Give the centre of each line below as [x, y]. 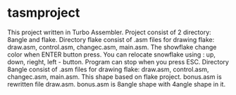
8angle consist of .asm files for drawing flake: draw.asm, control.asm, [108, 69]
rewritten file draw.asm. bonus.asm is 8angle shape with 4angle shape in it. [117, 84]
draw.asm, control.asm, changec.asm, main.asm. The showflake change [112, 47]
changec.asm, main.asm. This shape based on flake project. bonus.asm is [114, 76]
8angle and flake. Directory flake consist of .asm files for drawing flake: [111, 39]
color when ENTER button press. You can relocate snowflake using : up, [112, 54]
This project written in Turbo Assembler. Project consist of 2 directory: [109, 32]
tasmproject [44, 13]
